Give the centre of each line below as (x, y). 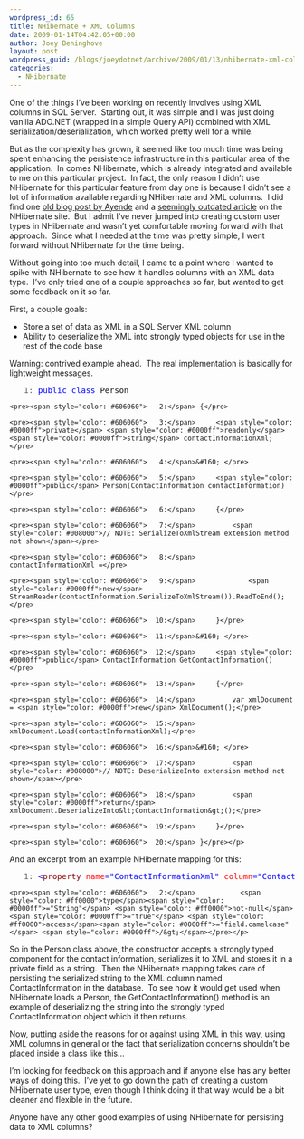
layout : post (34, 52)
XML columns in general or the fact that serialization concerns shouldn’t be (149, 1043)
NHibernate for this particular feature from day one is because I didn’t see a (150, 187)
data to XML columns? (51, 1126)
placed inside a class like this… (67, 1053)
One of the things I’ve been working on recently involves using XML (136, 102)
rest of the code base (62, 346)
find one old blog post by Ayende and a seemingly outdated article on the (146, 206)
